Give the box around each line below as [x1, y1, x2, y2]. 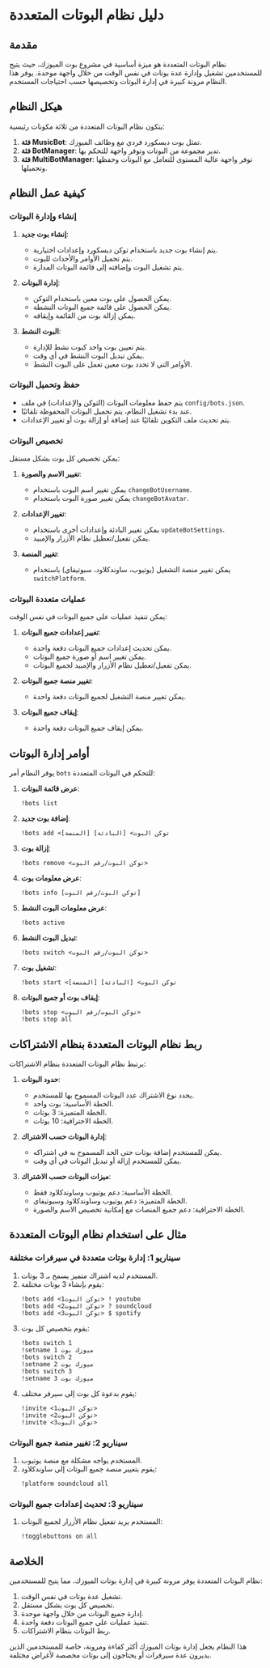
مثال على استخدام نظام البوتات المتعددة [9, 1228, 187, 1241]
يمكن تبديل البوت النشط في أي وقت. [32, 350, 145, 360]
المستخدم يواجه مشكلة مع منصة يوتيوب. [20, 1455, 142, 1465]
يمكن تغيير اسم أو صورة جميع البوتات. [32, 651, 146, 661]
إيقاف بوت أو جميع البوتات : [20, 993, 100, 1003]
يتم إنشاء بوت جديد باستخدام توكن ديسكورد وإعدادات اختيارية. [32, 244, 218, 254]
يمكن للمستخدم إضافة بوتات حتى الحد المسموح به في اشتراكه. [32, 1148, 222, 1157]
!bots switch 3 [20, 1367, 73, 1375]
